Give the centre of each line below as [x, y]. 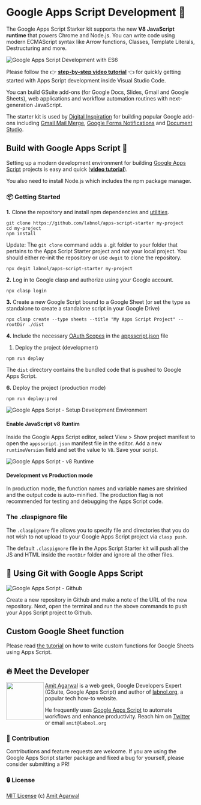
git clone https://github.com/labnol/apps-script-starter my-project [95, 223]
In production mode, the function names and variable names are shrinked [97, 489]
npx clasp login [26, 291]
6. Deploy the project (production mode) [56, 388]
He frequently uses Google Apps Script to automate [109, 710]
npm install [21, 234]
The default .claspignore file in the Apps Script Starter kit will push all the [97, 548]
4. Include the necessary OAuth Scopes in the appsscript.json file [87, 336]
